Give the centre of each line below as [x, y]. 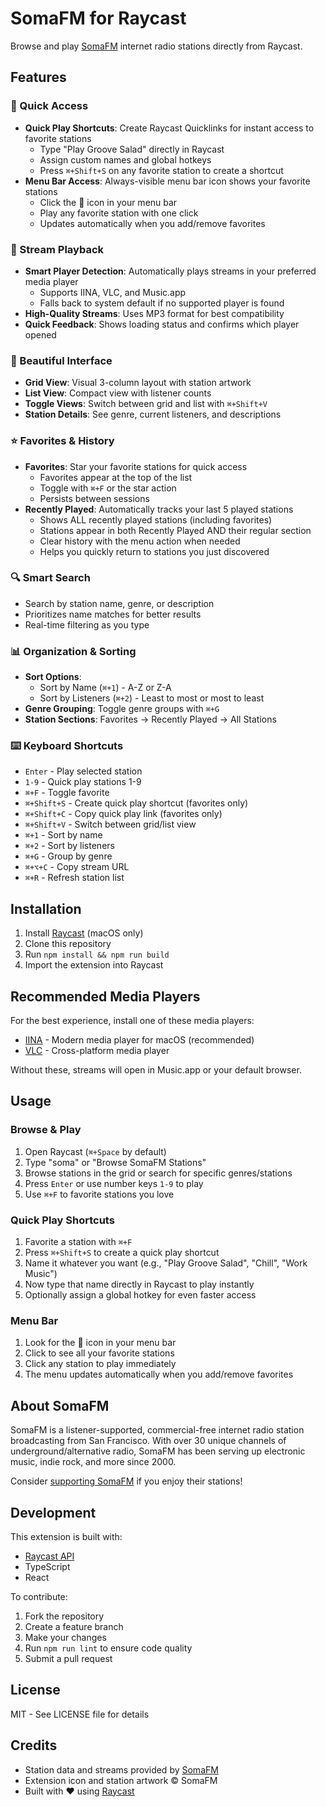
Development [53, 1512]
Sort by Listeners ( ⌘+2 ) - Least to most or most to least [152, 698]
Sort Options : [53, 677]
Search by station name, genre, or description [119, 603]
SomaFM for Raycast [98, 18]
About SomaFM [60, 1405]
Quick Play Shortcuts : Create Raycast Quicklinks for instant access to [169, 128]
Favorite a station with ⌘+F [78, 1242]
